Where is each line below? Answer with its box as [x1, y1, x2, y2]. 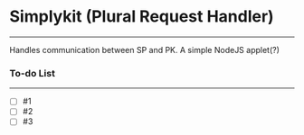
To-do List [9, 67, 56, 79]
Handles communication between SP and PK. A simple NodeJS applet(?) [9, 44, 280, 55]
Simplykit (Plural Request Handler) [9, 6, 274, 27]
